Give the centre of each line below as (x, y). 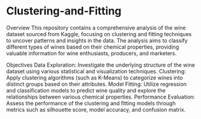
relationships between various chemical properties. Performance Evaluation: (100, 97)
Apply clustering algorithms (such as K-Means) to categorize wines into (94, 78)
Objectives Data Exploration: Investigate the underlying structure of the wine (100, 65)
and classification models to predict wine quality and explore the (86, 90)
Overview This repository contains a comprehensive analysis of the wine (96, 28)
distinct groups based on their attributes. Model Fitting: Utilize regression (97, 84)
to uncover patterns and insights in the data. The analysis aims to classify (97, 40)
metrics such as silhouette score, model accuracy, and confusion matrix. (96, 109)
